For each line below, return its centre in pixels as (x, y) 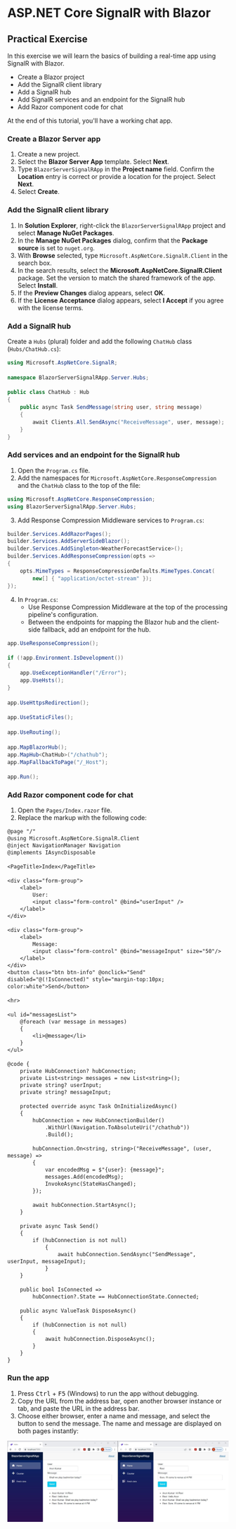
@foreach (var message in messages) (74, 1022)
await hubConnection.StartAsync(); (85, 1205)
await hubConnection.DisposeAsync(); (100, 1339)
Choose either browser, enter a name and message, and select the (114, 1416)
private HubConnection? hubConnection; (78, 1071)
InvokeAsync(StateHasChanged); (91, 1184)
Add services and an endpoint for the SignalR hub (94, 455)
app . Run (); (23, 777)
